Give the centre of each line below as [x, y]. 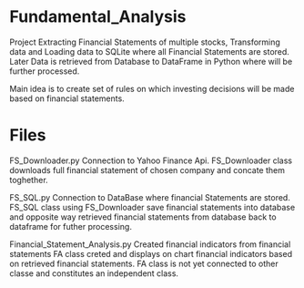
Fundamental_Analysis [98, 17]
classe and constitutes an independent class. [94, 273]
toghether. [29, 180]
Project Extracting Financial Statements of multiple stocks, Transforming [145, 42]
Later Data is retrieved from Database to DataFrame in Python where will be [151, 61]
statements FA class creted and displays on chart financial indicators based [151, 253]
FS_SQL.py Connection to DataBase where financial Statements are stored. [150, 197]
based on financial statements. [67, 98]
